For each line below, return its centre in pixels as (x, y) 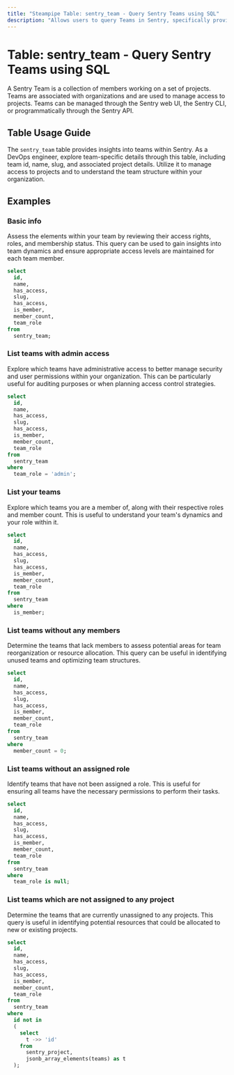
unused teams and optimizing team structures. (74, 660)
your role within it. (33, 522)
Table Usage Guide (49, 133)
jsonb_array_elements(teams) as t (76, 1059)
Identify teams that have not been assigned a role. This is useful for (104, 784)
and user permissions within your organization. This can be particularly (109, 376)
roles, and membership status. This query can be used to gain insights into (114, 243)
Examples (29, 201)
